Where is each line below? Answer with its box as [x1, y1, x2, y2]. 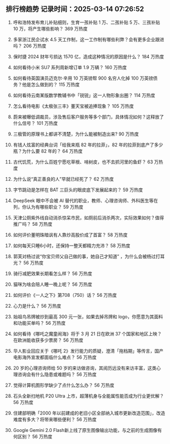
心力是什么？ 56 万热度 [13, 302, 61, 309]
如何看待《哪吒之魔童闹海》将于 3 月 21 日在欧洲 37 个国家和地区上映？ [13, 330, 162, 336]
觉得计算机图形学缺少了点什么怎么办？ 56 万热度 [13, 382, 114, 388]
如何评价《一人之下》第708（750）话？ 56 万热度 [13, 292, 117, 298]
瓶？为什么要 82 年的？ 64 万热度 [13, 148, 83, 154]
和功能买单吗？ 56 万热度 [13, 320, 66, 326]
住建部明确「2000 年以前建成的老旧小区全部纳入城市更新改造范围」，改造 [13, 410, 165, 416]
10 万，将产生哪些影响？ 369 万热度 [13, 25, 88, 31]
